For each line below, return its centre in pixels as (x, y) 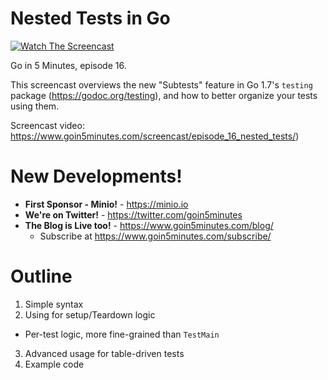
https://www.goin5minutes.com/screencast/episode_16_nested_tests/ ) (155, 136)
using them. (35, 106)
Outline (41, 276)
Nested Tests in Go (90, 18)
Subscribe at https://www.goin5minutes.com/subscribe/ (155, 236)
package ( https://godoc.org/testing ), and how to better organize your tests (164, 95)
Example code (54, 364)
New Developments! (96, 176)
